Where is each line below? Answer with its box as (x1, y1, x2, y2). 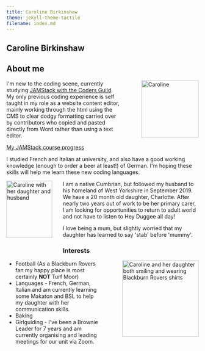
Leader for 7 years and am (15, 325, 82, 332)
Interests (63, 246, 90, 255)
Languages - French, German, (15, 279, 92, 287)
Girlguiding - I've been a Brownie (15, 318, 99, 325)
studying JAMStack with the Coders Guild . (6, 86, 113, 93)
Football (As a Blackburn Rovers (15, 260, 96, 267)
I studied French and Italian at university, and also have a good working (6, 155, 185, 162)
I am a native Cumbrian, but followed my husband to (63, 180, 194, 187)
